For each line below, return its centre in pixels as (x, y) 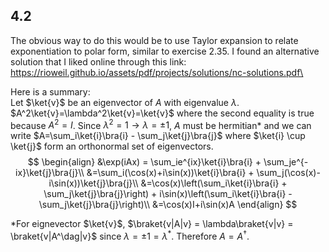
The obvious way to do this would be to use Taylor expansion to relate (154, 40)
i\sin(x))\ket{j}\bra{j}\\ (93, 183)
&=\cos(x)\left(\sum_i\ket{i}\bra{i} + (214, 183)
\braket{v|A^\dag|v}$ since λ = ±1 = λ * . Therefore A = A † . (130, 236)
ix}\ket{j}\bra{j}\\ (50, 173)
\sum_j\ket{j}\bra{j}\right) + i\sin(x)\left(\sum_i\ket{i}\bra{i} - (168, 194)
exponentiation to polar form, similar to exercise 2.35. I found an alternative (165, 51)
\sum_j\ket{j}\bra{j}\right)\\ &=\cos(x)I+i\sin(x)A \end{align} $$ (168, 205)
